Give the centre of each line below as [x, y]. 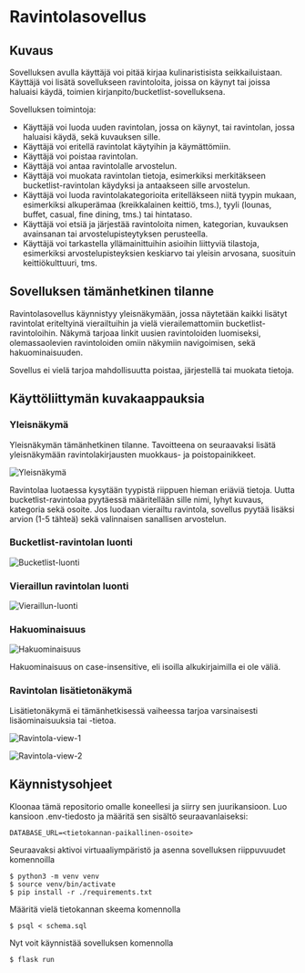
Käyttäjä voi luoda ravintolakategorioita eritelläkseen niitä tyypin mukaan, [160, 195]
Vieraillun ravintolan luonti [69, 586]
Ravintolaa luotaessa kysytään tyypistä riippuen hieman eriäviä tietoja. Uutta [152, 489]
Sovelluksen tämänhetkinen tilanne [112, 292]
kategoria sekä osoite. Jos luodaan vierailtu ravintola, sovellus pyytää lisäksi [152, 509]
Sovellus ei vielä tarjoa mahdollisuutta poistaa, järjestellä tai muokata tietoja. [152, 370]
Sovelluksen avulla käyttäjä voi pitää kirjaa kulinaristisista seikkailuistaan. [146, 72]
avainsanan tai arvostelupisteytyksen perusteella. [115, 234]
